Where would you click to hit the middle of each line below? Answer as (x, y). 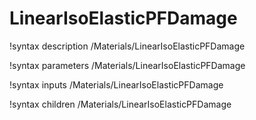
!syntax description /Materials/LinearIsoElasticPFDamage (127, 46)
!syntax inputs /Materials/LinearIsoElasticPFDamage (116, 84)
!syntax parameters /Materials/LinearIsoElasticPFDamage (127, 65)
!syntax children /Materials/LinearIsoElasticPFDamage (120, 104)
